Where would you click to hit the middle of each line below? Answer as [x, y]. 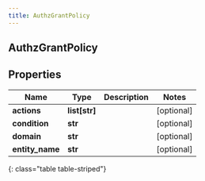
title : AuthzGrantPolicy [49, 15]
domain [27, 136]
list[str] [82, 110]
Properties [35, 75]
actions [27, 110]
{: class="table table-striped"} [57, 168]
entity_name [36, 149]
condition [30, 123]
